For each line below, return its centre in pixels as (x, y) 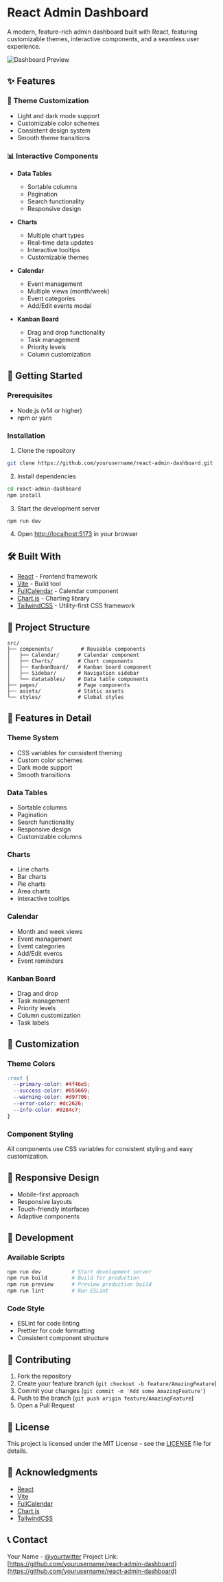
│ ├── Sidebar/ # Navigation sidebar (73, 673)
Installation (26, 436)
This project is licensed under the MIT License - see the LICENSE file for (109, 1443)
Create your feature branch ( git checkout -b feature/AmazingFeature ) (117, 1383)
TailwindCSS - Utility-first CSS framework (76, 605)
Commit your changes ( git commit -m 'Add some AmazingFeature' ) (111, 1391)
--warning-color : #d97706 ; (52, 1098)
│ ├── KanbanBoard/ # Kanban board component (80, 667)
